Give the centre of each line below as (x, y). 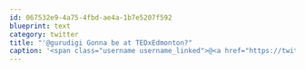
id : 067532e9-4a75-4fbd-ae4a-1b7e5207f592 (91, 17)
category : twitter (44, 34)
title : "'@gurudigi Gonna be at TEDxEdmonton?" (101, 43)
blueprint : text (40, 26)
